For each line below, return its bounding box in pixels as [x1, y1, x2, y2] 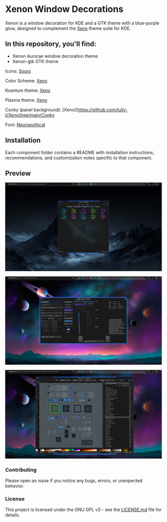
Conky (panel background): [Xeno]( [5, 106, 78, 113]
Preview [5, 169, 31, 178]
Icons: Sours [5, 68, 31, 74]
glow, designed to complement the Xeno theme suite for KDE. [5, 25, 131, 31]
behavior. [5, 483, 24, 489]
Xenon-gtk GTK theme [12, 58, 59, 64]
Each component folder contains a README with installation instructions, [5, 149, 155, 155]
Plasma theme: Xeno [5, 97, 48, 103]
